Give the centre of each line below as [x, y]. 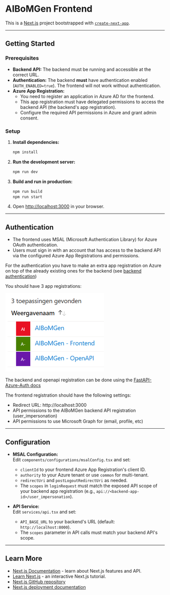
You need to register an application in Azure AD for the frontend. [87, 96]
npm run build [27, 191]
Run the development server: [44, 162]
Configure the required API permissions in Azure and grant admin [88, 112]
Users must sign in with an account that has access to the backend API [87, 250]
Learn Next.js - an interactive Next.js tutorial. [59, 576]
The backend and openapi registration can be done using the [69, 380]
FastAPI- [142, 380]
